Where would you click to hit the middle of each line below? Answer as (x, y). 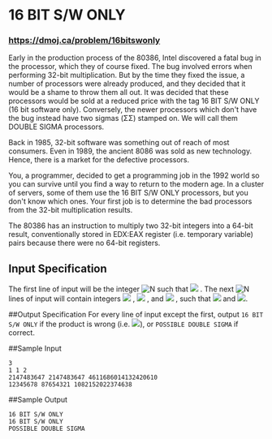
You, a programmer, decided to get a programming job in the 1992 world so (134, 175)
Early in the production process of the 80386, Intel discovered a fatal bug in (135, 58)
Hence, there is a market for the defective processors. (99, 160)
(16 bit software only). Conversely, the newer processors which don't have (133, 110)
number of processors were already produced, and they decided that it (127, 84)
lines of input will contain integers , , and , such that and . (128, 299)
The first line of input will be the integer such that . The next (121, 289)
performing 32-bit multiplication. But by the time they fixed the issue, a (127, 75)
